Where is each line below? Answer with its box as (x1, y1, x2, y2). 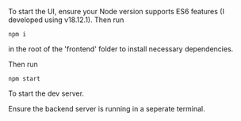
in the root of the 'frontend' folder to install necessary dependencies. (8, 44, 234, 54)
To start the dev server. (8, 89, 85, 98)
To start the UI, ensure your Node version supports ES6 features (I (8, 7, 224, 16)
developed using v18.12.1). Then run (8, 15, 124, 25)
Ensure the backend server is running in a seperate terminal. (8, 104, 205, 113)
